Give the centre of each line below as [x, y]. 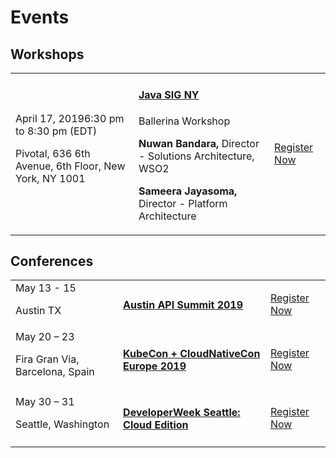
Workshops [47, 54]
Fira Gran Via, [47, 359]
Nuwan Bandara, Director [199, 143]
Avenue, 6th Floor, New [70, 166]
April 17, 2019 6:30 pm [70, 118]
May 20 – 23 [45, 337]
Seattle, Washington [62, 424]
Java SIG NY [169, 95]
